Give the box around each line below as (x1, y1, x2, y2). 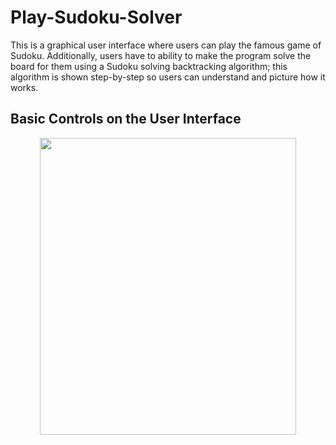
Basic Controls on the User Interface (10, 111, 242, 128)
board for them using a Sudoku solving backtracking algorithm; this (10, 60, 288, 72)
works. (10, 81, 39, 93)
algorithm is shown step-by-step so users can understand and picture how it (10, 71, 326, 83)
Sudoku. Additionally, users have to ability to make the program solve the (10, 49, 312, 61)
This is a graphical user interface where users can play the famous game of (10, 39, 322, 51)
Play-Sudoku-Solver (10, 6, 183, 29)
